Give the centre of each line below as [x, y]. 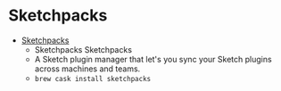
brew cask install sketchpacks [93, 79]
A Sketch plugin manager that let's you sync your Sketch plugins [153, 59]
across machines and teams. [87, 69]
